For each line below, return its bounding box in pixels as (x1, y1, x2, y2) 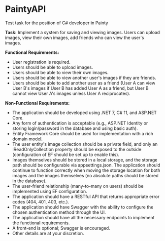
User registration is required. (12, 59, 70, 65)
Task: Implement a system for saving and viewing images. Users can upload (5, 29, 160, 35)
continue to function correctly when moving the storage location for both (12, 167, 161, 173)
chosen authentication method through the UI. (12, 209, 106, 215)
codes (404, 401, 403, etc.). (12, 199, 69, 204)
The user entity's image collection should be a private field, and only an (12, 141, 158, 147)
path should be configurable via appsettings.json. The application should (12, 162, 161, 168)
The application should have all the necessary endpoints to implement (12, 214, 155, 220)
